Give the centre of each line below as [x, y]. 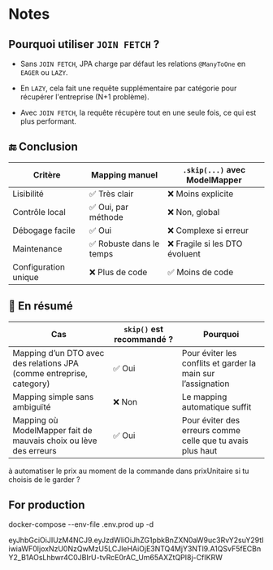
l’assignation [206, 384]
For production [47, 505]
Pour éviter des [211, 420]
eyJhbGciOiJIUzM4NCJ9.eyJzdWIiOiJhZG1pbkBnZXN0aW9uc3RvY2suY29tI [136, 540]
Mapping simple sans [53, 397]
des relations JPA [45, 363]
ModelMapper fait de [52, 430]
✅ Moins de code [201, 272]
